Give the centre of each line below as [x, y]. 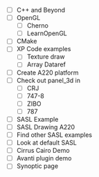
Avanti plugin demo [44, 158]
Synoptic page [37, 166]
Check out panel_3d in [48, 80]
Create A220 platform [47, 73]
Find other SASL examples [54, 135]
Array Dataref [46, 64]
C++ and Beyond [40, 10]
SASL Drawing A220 [46, 127]
